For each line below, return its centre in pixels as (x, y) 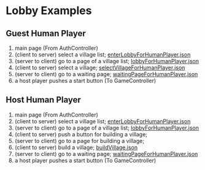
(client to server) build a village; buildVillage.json (76, 147)
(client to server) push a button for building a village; (81, 134)
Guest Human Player (46, 33)
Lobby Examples (49, 11)
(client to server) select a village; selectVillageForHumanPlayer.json (100, 68)
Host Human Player (43, 100)
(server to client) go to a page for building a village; (79, 141)
